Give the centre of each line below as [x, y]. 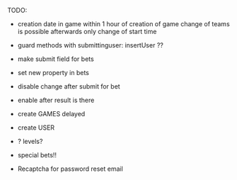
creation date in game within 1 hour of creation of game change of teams [123, 24]
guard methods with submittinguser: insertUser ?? [91, 45]
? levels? [30, 141]
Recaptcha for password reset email [70, 169]
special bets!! [37, 155]
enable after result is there [56, 100]
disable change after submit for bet [69, 86]
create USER [36, 128]
